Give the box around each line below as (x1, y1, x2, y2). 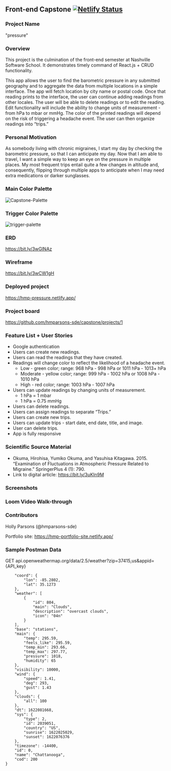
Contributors (5, 512, 38, 519)
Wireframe (5, 259, 33, 266)
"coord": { (14, 573, 38, 578)
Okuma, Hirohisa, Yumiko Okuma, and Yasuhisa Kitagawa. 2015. (12, 455, 147, 461)
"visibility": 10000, (14, 667, 60, 673)
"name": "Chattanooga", (14, 753, 66, 758)
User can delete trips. (12, 425, 59, 431)
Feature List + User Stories (5, 331, 73, 339)
